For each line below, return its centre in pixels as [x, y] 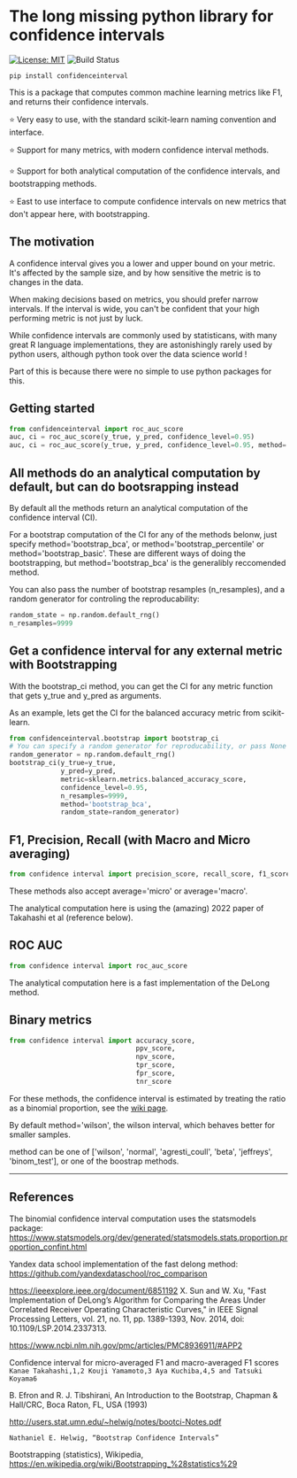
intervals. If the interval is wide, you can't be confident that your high [134, 308]
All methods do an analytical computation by [135, 472]
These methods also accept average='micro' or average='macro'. [129, 891]
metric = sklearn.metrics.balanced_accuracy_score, [154, 779]
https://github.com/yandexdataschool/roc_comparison [108, 1273]
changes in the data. [46, 282]
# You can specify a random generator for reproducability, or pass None [148, 747]
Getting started [52, 409]
